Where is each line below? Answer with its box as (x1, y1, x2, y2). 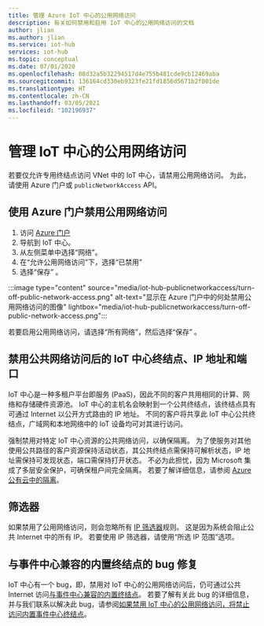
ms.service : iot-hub (8, 41, 76, 49)
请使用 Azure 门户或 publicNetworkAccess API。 (8, 180, 162, 190)
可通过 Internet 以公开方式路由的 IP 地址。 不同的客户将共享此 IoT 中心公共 (8, 409, 249, 418)
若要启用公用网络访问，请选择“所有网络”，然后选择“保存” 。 (8, 327, 202, 337)
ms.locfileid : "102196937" (8, 107, 97, 115)
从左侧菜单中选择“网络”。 (19, 247, 102, 256)
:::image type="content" (8, 282, 86, 292)
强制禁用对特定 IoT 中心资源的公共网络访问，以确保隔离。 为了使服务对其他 (8, 436, 251, 445)
